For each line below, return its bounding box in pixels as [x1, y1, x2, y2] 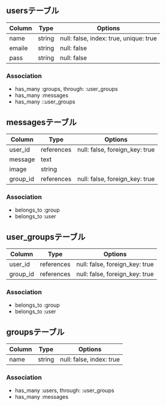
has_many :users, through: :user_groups [14, 387, 114, 394]
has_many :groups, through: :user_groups [14, 85, 118, 93]
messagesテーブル [6, 117, 77, 128]
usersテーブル [6, 5, 59, 16]
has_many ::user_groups [14, 98, 76, 105]
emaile [9, 44, 28, 52]
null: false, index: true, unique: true [59, 34, 157, 42]
